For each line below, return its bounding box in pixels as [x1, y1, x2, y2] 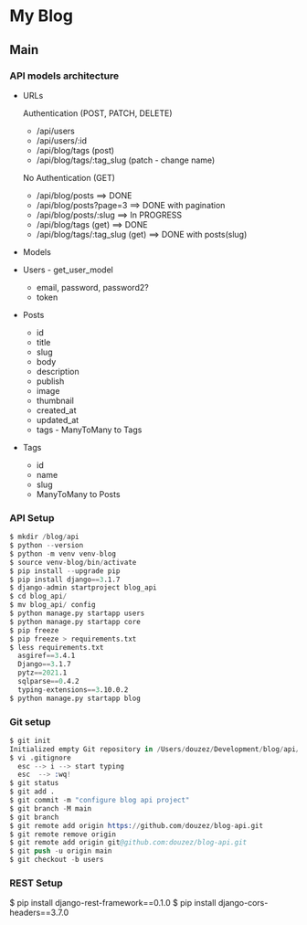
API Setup [9, 511, 55, 524]
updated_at [36, 414, 79, 425]
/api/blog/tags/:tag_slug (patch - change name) [36, 154, 216, 165]
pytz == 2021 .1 [17, 668, 68, 677]
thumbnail [36, 395, 75, 406]
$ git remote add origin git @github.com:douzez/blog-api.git [9, 838, 248, 847]
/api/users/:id [36, 134, 88, 146]
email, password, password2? [36, 282, 149, 292]
